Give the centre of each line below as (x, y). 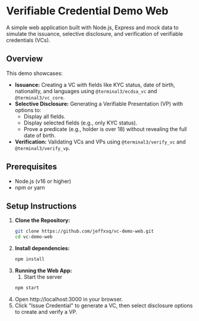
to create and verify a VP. (46, 311)
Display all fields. (44, 116)
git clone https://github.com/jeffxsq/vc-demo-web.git (84, 231)
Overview (25, 59)
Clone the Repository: (42, 220)
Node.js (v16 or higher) (43, 181)
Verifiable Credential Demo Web (87, 11)
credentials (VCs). (28, 40)
